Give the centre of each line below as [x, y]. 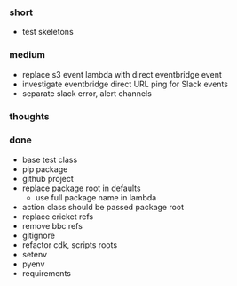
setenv [34, 254]
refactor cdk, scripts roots [70, 245]
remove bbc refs [52, 225]
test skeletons [47, 32]
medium [28, 55]
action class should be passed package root [103, 207]
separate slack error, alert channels [87, 93]
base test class [50, 159]
